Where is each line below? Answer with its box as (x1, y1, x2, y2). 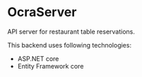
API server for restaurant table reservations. (7, 27, 136, 36)
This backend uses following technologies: (7, 41, 132, 49)
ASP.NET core (17, 54, 59, 63)
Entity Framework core (17, 62, 84, 70)
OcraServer (7, 4, 77, 20)
